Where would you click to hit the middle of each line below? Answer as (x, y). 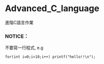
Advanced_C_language (52, 8)
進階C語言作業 (19, 22)
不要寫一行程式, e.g (24, 48)
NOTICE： (17, 36)
